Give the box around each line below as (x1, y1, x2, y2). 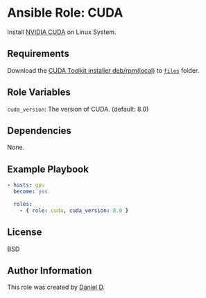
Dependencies (7, 125, 71, 137)
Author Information (7, 265, 92, 277)
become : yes (13, 189, 49, 195)
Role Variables (7, 87, 71, 98)
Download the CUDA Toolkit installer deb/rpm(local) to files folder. (7, 66, 200, 74)
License (7, 227, 42, 238)
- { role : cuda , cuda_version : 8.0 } (19, 207, 129, 214)
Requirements (7, 48, 69, 60)
